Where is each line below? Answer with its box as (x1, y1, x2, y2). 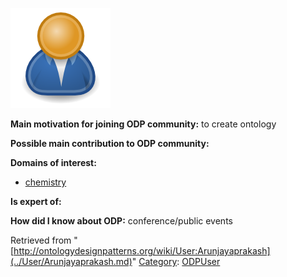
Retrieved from (10, 234, 72, 246)
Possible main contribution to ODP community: (10, 138, 210, 149)
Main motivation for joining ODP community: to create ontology (10, 118, 277, 130)
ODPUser (181, 256, 221, 267)
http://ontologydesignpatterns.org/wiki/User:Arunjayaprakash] (13, 245, 271, 257)
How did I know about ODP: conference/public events (10, 215, 233, 227)
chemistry (24, 176, 67, 188)
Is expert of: (10, 196, 62, 207)
